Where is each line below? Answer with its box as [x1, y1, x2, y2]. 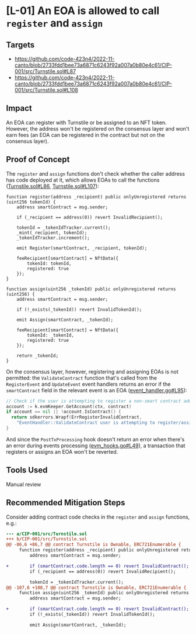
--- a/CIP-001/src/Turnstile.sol [6, 531, 87, 537]
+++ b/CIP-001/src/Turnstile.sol [6, 536, 87, 542]
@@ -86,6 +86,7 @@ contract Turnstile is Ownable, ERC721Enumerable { [6, 542, 181, 548]
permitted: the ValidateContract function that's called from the [6, 374, 157, 381]
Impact [6, 104, 32, 114]
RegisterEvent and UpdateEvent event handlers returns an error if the [6, 381, 171, 388]
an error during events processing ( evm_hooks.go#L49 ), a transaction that [6, 442, 185, 449]
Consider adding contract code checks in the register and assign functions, [6, 513, 190, 520]
